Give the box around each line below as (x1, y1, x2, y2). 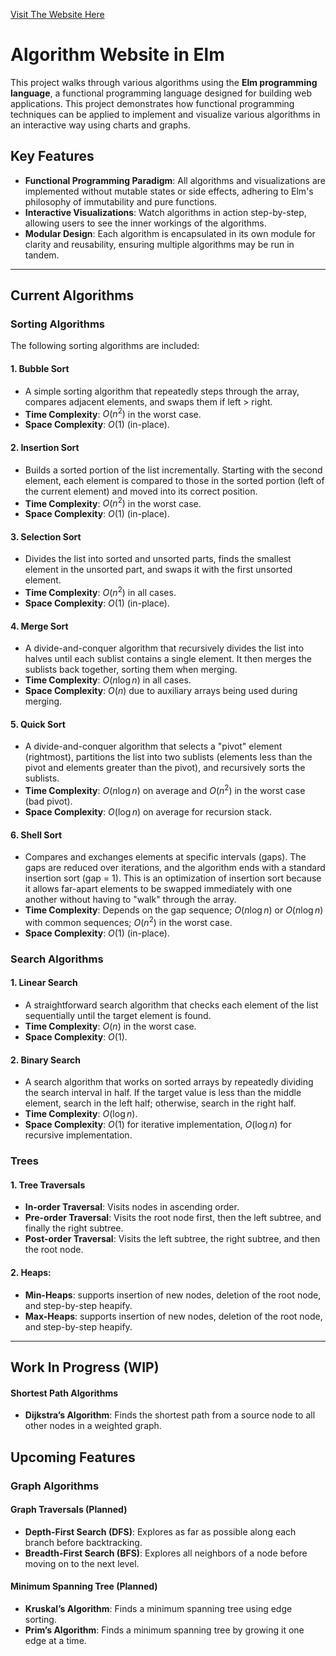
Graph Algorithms (10, 1479, 100, 1493)
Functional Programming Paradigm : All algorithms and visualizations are (24, 174, 326, 186)
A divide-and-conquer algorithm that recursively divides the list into (24, 642, 305, 654)
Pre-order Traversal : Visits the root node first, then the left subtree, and (24, 1212, 322, 1224)
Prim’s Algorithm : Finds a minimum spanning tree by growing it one (24, 1624, 305, 1636)
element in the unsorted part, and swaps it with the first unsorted (24, 564, 293, 576)
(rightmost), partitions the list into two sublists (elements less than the (24, 751, 313, 763)
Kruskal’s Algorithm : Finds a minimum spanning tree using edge (24, 1602, 293, 1614)
